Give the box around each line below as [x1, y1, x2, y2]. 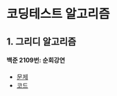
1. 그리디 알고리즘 [6, 36, 77, 47]
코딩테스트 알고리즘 [6, 6, 110, 22]
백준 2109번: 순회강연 [6, 56, 65, 64]
